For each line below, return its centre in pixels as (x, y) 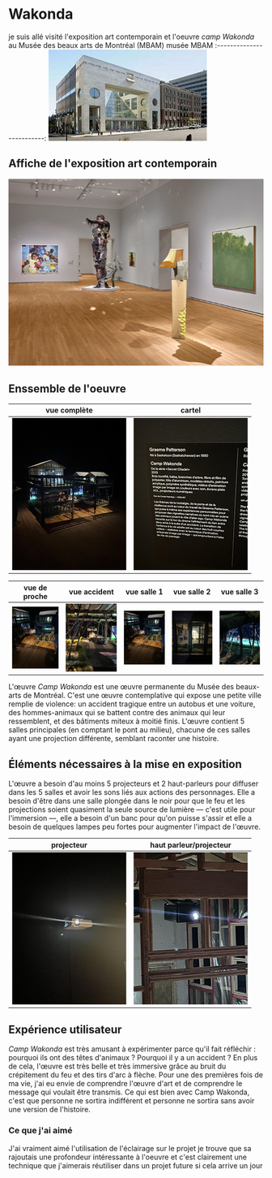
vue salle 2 (192, 592)
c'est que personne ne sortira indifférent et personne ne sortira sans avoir (132, 1101)
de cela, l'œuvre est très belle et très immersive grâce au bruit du (117, 1066)
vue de (36, 587)
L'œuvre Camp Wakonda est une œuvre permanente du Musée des (121, 687)
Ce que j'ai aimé (40, 1131)
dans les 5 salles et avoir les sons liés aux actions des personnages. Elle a (132, 792)
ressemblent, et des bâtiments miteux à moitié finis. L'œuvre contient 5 (127, 721)
